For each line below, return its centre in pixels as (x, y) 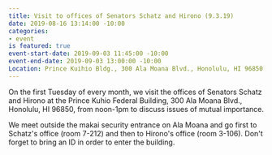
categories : (28, 31)
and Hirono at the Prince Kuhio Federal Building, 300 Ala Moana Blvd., (125, 100)
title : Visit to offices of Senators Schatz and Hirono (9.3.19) (121, 16)
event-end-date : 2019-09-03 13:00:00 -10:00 (85, 62)
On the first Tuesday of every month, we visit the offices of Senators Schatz (135, 92)
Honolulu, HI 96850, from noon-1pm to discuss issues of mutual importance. (136, 109)
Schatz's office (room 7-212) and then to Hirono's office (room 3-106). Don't (136, 133)
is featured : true (39, 46)
